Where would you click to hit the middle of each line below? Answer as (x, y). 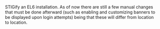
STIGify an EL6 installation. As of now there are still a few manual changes (79, 7)
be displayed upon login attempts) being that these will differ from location (80, 17)
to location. (16, 22)
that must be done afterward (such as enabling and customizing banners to (80, 12)
